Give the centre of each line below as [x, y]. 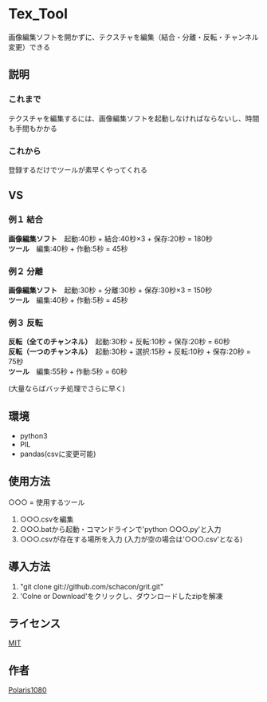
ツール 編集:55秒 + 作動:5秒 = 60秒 [68, 371]
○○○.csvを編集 [47, 519]
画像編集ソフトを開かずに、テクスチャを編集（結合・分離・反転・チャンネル [133, 37]
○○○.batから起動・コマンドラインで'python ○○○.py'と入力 [120, 529]
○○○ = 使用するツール [47, 502]
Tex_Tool [38, 14]
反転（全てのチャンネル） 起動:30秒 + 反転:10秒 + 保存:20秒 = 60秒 [119, 342]
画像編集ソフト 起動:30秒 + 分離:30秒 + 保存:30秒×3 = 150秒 [110, 290]
